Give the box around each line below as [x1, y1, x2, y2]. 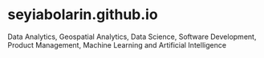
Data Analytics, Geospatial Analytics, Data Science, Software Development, [7, 32, 257, 41]
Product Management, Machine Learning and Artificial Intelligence [7, 40, 226, 49]
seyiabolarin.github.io [7, 6, 158, 24]
